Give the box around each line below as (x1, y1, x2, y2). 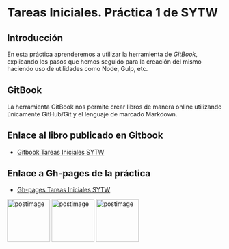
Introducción (7, 32, 64, 44)
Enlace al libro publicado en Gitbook (7, 130, 163, 142)
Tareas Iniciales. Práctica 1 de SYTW (7, 5, 219, 21)
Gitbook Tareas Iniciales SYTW (16, 148, 105, 156)
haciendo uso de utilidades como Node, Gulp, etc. (7, 65, 148, 73)
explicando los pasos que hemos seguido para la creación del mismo (7, 57, 202, 66)
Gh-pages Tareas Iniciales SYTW (16, 186, 111, 194)
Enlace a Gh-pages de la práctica (7, 168, 151, 179)
